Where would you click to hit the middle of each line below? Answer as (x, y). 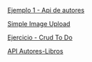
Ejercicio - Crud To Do (40, 37)
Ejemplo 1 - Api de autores (46, 10)
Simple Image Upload (39, 24)
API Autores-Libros (35, 51)
